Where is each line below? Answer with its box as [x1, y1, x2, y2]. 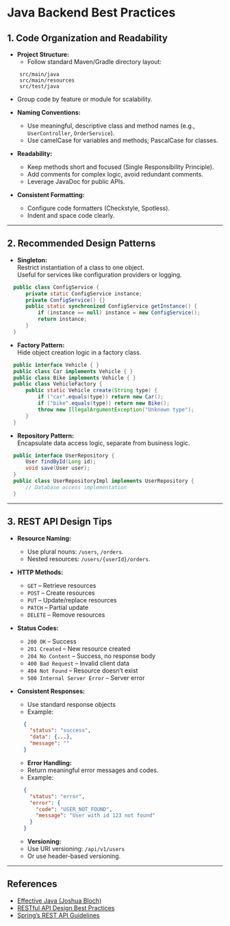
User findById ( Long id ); [25, 458, 97, 465]
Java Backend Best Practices [7, 5, 176, 21]
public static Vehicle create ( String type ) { [25, 387, 157, 394]
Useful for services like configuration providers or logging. [16, 270, 182, 279]
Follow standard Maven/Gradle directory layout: [27, 58, 162, 66]
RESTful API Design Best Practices [16, 903, 115, 912]
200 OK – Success [27, 637, 77, 645]
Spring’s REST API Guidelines [16, 911, 100, 919]
